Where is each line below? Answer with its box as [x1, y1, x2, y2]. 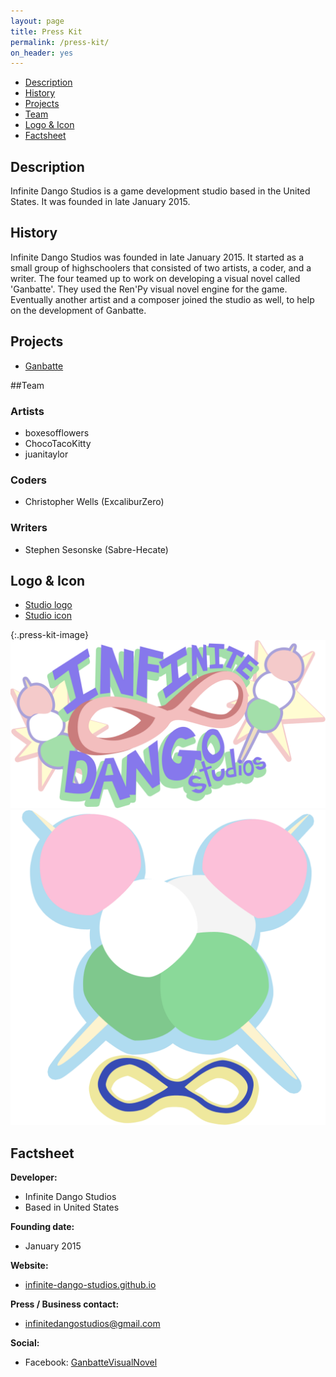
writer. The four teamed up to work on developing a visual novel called [10, 272, 301, 284]
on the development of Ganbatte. [10, 304, 147, 316]
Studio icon [24, 610, 72, 622]
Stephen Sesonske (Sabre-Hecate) [24, 543, 169, 555]
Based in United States [24, 1201, 120, 1213]
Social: [10, 1336, 40, 1349]
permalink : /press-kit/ [10, 37, 110, 47]
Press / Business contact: [10, 1298, 120, 1310]
